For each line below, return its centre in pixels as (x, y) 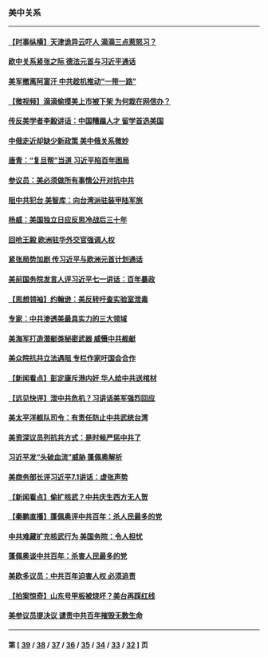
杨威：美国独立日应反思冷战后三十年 (68, 220)
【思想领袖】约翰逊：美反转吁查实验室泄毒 (78, 299)
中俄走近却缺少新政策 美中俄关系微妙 (69, 141)
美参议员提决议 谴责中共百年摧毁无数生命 (76, 615)
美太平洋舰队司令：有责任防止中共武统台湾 (78, 418)
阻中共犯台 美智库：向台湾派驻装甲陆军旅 (76, 200)
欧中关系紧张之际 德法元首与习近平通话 (72, 62)
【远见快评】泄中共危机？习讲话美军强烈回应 (82, 398)
